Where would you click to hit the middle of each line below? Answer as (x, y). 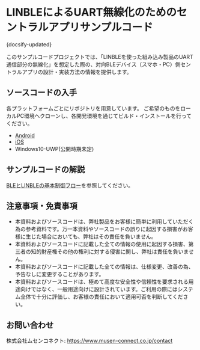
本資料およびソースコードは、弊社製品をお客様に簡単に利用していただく (104, 222)
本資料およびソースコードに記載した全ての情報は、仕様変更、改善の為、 (104, 267)
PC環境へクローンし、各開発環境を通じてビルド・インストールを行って (104, 115)
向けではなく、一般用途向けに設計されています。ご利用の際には (99, 289)
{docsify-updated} (29, 44)
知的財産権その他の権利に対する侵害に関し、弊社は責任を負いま (110, 252)
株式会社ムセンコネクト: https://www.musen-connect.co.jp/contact (89, 341)
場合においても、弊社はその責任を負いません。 (99, 237)
